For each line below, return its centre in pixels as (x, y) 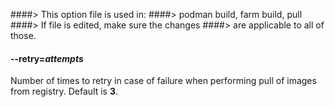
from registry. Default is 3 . (64, 91)
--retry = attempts (47, 58)
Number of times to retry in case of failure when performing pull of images (163, 81)
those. (23, 35)
